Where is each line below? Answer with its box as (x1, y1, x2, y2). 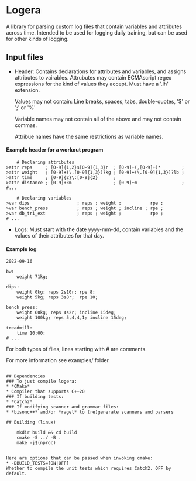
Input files (6, 52, 44, 62)
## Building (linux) (6, 420, 57, 425)
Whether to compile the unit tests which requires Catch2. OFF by (6, 466, 171, 472)
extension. (14, 86, 40, 94)
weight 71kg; (16, 274, 49, 280)
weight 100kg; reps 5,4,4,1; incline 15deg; (16, 315, 127, 321)
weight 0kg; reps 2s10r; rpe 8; (16, 289, 95, 296)
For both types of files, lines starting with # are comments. (6, 346, 147, 353)
